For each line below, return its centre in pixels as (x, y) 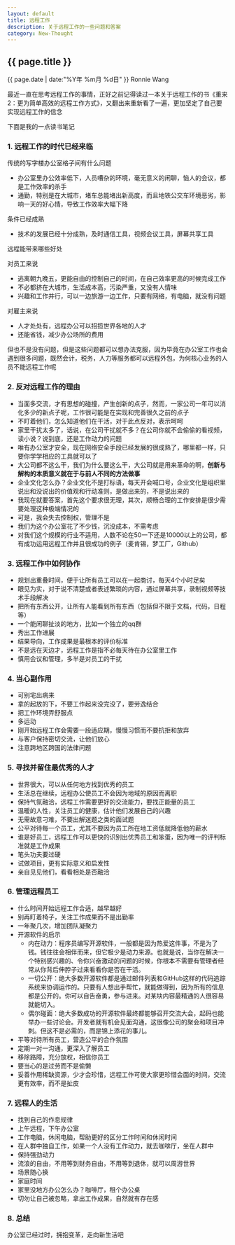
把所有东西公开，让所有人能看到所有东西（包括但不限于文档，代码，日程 (121, 606)
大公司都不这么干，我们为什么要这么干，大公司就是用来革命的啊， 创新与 (121, 465)
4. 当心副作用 (30, 679)
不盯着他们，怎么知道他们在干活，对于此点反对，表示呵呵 (100, 421)
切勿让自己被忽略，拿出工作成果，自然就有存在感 (88, 1199)
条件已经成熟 (26, 219)
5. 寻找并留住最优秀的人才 (51, 767)
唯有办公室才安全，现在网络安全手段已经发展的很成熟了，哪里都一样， (119, 447)
